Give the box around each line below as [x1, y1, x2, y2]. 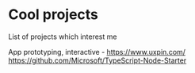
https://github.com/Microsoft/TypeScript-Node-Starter [8, 56, 187, 65]
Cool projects [8, 6, 99, 24]
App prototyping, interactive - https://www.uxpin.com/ [8, 47, 186, 56]
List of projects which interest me [8, 32, 117, 41]
